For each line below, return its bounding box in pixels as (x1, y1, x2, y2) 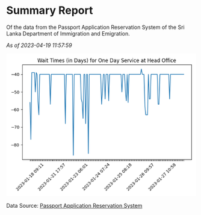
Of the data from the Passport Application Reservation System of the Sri (6, 23, 185, 31)
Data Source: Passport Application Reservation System (6, 202, 143, 209)
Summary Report (6, 4, 93, 17)
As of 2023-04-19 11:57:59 (6, 42, 72, 49)
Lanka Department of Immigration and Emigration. (6, 30, 131, 37)
